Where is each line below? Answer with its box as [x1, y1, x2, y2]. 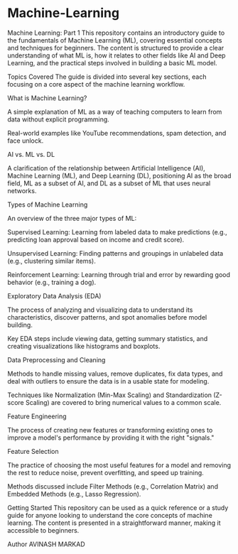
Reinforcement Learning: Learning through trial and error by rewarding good [7, 270, 231, 278]
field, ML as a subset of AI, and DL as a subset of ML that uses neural [7, 179, 211, 188]
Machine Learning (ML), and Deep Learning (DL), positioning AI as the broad [7, 171, 232, 180]
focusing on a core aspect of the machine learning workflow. [7, 80, 185, 88]
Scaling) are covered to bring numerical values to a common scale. [25, 398, 222, 406]
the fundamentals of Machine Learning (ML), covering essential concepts [7, 36, 222, 44]
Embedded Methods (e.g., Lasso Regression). [7, 489, 141, 498]
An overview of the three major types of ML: [7, 214, 137, 222]
